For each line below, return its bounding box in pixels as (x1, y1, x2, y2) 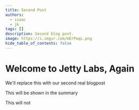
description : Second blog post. (5, 31, 74, 36)
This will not (5, 99, 31, 105)
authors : (5, 12, 24, 17)
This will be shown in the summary (5, 90, 78, 96)
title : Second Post (5, 7, 47, 13)
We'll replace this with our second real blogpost (5, 80, 105, 86)
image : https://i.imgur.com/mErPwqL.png (5, 36, 93, 41)
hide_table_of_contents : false (5, 41, 72, 46)
